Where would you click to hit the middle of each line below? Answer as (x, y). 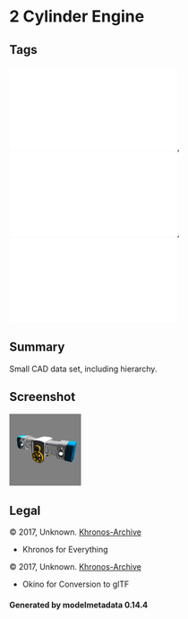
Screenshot (43, 397)
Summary (37, 347)
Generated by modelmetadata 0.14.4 (79, 605)
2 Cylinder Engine (77, 17)
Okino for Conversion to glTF (76, 584)
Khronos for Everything (65, 550)
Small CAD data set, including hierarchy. (83, 369)
